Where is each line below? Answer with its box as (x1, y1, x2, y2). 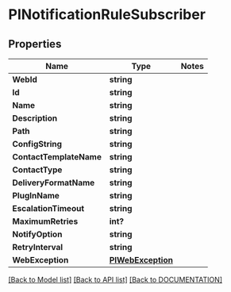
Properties (8, 37, 62, 51)
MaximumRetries (12, 216, 79, 227)
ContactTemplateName (12, 152, 102, 162)
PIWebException (109, 255, 173, 265)
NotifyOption (12, 229, 63, 240)
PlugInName (12, 190, 60, 201)
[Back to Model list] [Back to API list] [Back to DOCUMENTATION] (8, 275, 223, 284)
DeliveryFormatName (12, 177, 95, 188)
